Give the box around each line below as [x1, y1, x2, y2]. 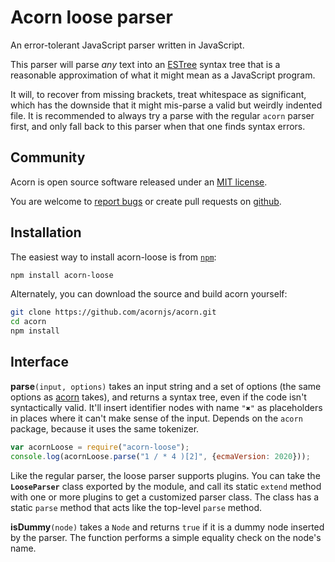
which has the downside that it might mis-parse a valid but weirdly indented [10, 99, 323, 111]
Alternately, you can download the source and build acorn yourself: [10, 288, 288, 300]
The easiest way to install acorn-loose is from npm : [10, 251, 217, 263]
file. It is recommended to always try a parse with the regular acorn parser [10, 109, 315, 121]
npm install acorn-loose [10, 270, 114, 280]
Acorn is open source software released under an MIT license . [10, 176, 268, 188]
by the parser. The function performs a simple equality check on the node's [10, 531, 322, 543]
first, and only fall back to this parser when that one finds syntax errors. [10, 120, 306, 132]
